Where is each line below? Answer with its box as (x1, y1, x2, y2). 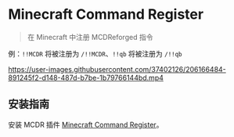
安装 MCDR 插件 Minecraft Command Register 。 (8, 120, 164, 129)
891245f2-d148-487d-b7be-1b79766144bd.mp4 (8, 73, 164, 82)
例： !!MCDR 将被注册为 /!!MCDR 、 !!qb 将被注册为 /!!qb (8, 49, 182, 58)
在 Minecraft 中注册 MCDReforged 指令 (27, 32, 153, 41)
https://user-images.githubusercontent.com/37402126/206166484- (8, 64, 227, 74)
